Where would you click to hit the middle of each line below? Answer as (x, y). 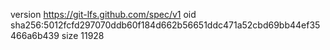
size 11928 (83, 35)
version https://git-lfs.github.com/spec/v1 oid (103, 14)
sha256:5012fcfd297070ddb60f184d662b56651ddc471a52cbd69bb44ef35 (165, 25)
